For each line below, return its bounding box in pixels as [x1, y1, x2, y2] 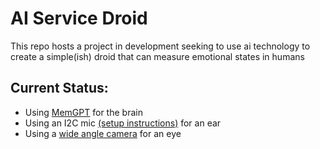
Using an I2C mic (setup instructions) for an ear [24, 117, 222, 129]
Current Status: [10, 80, 109, 97]
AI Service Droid [10, 7, 148, 30]
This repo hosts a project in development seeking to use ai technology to [10, 40, 311, 52]
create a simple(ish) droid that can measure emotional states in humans [10, 50, 305, 62]
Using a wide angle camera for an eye [24, 127, 182, 139]
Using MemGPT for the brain [24, 106, 143, 118]
